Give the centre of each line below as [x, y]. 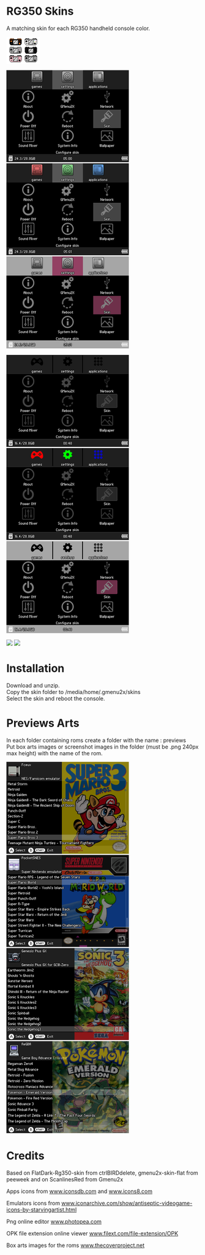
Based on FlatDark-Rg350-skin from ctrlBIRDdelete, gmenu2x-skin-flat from [102, 1173]
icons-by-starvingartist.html [42, 1210]
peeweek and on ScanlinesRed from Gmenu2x [65, 1179]
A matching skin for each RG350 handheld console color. [78, 28]
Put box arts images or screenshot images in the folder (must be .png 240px [102, 747]
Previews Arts [43, 723]
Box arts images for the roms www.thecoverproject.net [76, 1245]
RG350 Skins [40, 11]
